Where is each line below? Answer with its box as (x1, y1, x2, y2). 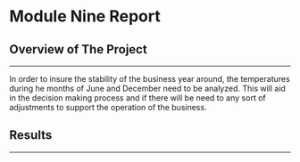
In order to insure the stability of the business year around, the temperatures (9, 74, 290, 84)
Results (9, 127, 53, 143)
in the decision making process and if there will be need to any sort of (9, 93, 266, 103)
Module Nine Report (9, 6, 161, 27)
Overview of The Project (9, 42, 147, 57)
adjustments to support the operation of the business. (9, 102, 207, 112)
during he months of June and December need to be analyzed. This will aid (9, 83, 286, 93)
